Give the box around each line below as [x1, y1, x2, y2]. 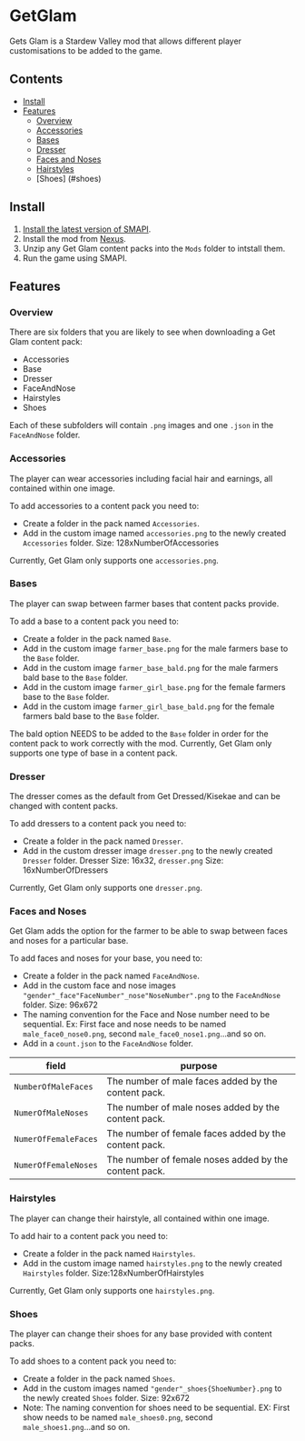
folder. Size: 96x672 [22, 999, 98, 1010]
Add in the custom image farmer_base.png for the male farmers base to [22, 643, 289, 654]
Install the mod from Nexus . [22, 233, 127, 244]
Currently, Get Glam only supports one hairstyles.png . [9, 1285, 215, 1296]
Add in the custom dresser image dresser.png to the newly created [22, 846, 273, 856]
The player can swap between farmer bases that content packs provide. [9, 597, 280, 609]
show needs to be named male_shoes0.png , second [22, 1412, 213, 1423]
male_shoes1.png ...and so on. [22, 1422, 131, 1433]
